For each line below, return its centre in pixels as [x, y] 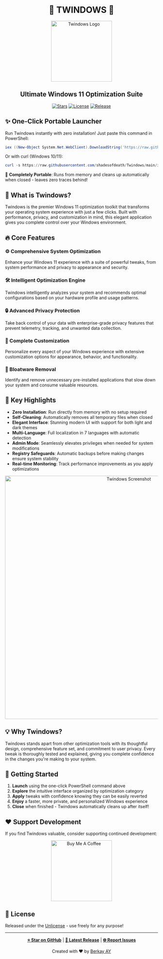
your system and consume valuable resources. [52, 385]
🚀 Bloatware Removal [31, 369]
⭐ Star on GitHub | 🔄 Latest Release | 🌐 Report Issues [81, 940]
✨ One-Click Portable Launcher [53, 121]
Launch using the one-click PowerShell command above [69, 786]
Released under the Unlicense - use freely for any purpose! [64, 926]
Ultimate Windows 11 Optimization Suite [81, 94]
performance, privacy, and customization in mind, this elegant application [78, 217]
